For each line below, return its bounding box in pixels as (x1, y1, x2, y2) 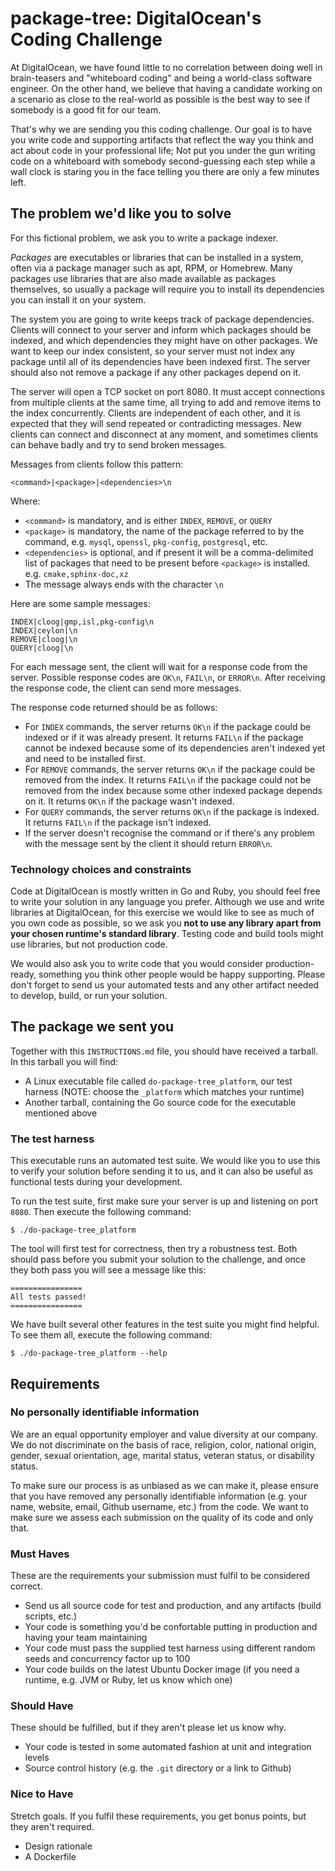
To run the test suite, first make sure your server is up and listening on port (10, 1195, 318, 1207)
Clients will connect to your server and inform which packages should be (10, 323, 312, 336)
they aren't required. (10, 1820, 95, 1832)
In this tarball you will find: (10, 1055, 119, 1067)
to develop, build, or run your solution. (10, 990, 168, 1002)
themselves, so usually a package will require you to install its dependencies (10, 283, 325, 295)
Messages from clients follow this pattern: (10, 458, 183, 470)
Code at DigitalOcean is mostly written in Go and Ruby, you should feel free (10, 885, 321, 897)
